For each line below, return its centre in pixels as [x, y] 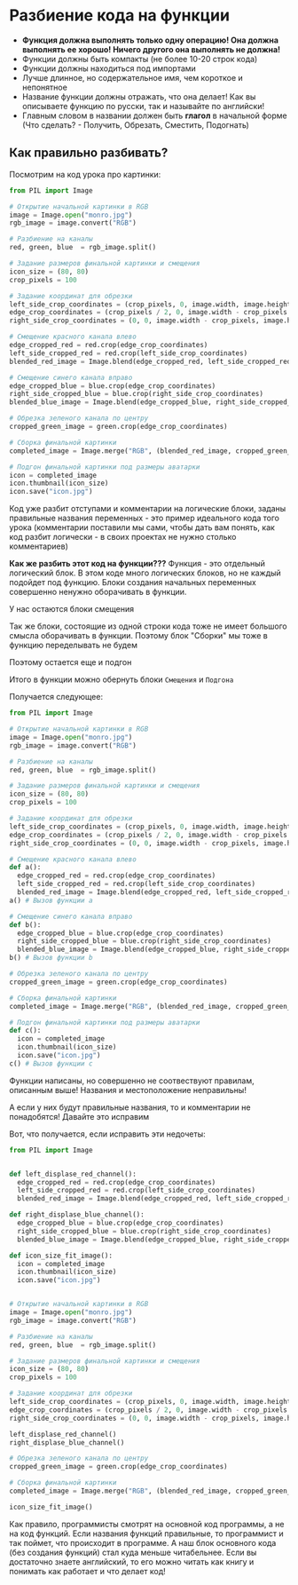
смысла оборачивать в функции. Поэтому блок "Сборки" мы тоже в [138, 636]
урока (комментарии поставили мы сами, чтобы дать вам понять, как [142, 527]
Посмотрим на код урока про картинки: [85, 174]
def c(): [25, 1031]
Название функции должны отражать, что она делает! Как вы [139, 96]
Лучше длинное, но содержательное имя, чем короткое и [133, 77]
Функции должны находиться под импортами [109, 68]
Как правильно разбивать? [89, 153]
